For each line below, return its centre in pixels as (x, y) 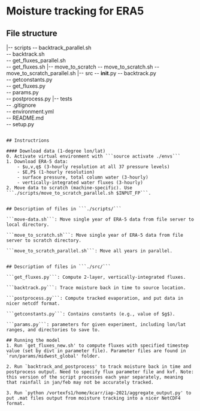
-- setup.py (20, 124)
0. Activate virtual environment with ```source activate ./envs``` (93, 156)
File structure (32, 33)
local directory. (28, 225)
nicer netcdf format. (33, 303)
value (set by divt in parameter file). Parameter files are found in (96, 351)
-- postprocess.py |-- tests (40, 99)
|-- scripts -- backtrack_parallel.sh (49, 47)
